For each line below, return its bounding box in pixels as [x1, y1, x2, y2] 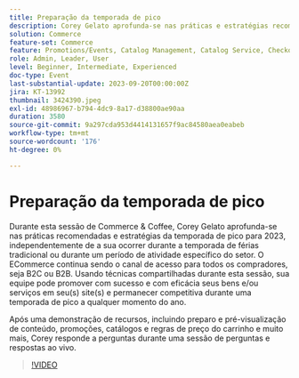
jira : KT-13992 [9, 87, 66, 96]
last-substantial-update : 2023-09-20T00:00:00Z [9, 79, 190, 88]
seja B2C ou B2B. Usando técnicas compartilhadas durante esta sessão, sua [9, 268, 290, 278]
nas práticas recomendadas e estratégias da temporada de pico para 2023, [9, 230, 287, 241]
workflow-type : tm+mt [9, 129, 90, 138]
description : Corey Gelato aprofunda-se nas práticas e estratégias [9, 21, 269, 30]
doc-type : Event [9, 71, 69, 80]
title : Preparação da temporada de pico [9, 12, 162, 22]
